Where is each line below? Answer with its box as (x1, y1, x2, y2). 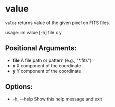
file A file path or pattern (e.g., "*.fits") (12, 57, 92, 63)
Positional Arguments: (5, 44, 77, 53)
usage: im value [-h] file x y (5, 29, 62, 35)
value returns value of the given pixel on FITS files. (5, 20, 110, 26)
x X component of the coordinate (12, 62, 81, 68)
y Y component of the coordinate (12, 68, 81, 74)
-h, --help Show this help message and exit (12, 96, 102, 102)
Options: (5, 82, 33, 91)
